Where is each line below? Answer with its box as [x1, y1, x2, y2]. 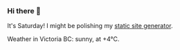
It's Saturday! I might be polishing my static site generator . [7, 22, 173, 30]
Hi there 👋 [7, 6, 42, 16]
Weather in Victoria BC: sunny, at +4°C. [7, 35, 120, 43]
